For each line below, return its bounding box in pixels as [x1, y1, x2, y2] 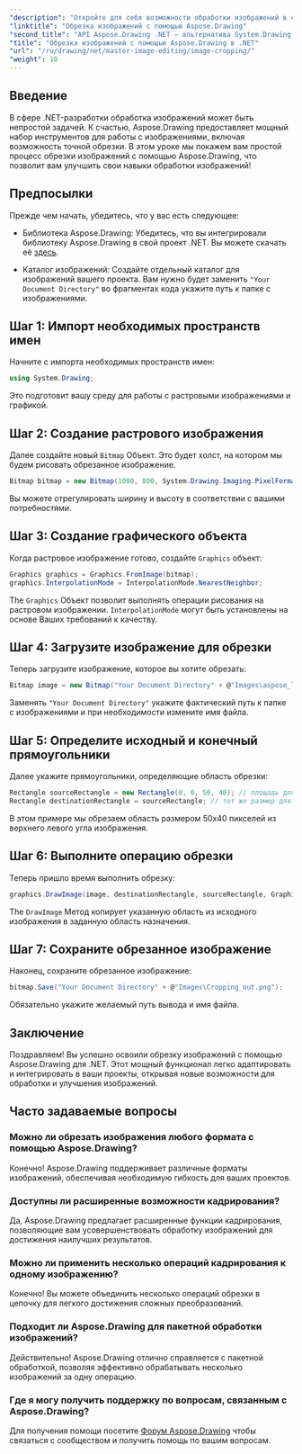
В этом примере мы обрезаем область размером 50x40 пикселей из [9, 812, 277, 823]
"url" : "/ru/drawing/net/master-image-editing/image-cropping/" [9, 47, 255, 56]
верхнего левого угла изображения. [9, 822, 148, 833]
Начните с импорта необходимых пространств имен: [9, 356, 215, 367]
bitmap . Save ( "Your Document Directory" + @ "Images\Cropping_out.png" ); [9, 983, 283, 992]
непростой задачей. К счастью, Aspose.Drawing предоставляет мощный [9, 121, 289, 132]
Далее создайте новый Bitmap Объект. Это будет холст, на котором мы [9, 450, 283, 461]
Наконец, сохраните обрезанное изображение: [9, 965, 191, 976]
